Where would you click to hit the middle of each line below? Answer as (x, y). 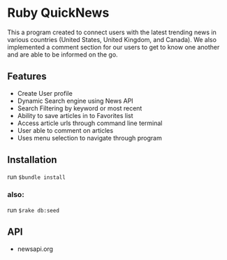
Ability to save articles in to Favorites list (75, 115)
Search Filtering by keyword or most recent (80, 108)
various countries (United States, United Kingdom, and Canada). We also (112, 39)
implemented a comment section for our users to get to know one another (113, 47)
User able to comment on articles (65, 130)
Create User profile (45, 93)
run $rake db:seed (33, 210)
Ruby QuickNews (58, 13)
